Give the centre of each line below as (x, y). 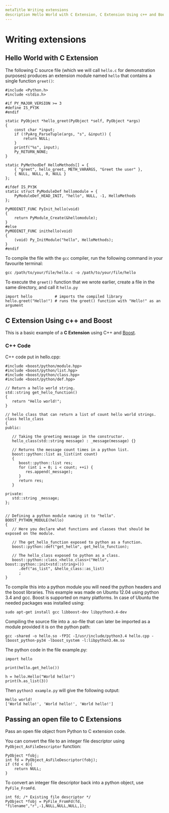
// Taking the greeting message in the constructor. (68, 436)
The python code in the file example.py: (46, 649)
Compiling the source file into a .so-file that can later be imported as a (78, 621)
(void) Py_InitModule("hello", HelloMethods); (64, 240)
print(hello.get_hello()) (32, 668)
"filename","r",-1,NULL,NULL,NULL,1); (46, 806)
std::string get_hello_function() (41, 392)
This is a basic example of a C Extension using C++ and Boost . (71, 333)
